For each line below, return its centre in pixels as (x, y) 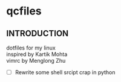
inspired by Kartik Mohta (37, 54)
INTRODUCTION (38, 33)
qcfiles (24, 11)
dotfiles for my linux (31, 48)
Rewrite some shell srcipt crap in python (65, 72)
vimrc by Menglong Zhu (36, 61)
